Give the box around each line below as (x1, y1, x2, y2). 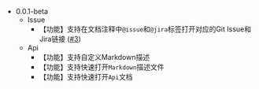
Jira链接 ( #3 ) (39, 35, 81, 43)
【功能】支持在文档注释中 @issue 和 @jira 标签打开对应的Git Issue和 (39, 24, 252, 34)
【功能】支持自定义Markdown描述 (39, 53, 150, 61)
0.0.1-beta (15, 7, 49, 16)
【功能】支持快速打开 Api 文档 (39, 72, 133, 81)
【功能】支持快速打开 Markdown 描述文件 (39, 62, 165, 72)
